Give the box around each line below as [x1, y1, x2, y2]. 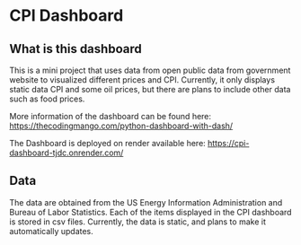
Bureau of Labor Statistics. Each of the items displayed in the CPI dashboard [9, 206, 292, 217]
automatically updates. [9, 225, 94, 236]
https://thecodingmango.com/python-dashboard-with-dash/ [9, 120, 234, 131]
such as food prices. [9, 93, 85, 104]
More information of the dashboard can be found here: [9, 111, 212, 121]
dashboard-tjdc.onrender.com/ [9, 147, 124, 158]
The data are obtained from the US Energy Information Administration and [9, 197, 283, 207]
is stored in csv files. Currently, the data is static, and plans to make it [9, 216, 267, 227]
